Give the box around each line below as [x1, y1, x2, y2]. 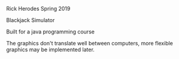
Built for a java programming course [6, 28, 95, 35]
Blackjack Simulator [6, 17, 55, 23]
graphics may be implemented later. [6, 46, 95, 53]
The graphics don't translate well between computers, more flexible [6, 40, 174, 46]
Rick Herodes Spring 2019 [6, 5, 71, 12]
